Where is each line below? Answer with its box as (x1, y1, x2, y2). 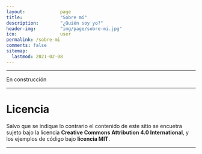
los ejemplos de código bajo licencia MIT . (6, 135, 110, 142)
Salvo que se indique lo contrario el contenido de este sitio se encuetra (6, 122, 182, 129)
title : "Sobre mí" (6, 14, 87, 20)
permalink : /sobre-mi (6, 37, 61, 43)
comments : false (6, 43, 47, 49)
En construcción (6, 76, 47, 83)
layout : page (6, 8, 71, 15)
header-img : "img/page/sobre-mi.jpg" (6, 25, 122, 32)
